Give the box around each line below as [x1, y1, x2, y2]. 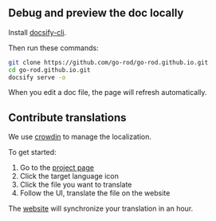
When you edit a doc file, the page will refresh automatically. [8, 88, 207, 97]
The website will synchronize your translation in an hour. [8, 203, 194, 214]
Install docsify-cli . [8, 27, 67, 37]
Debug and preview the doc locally [8, 6, 184, 20]
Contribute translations [8, 111, 127, 124]
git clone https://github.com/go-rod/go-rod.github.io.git [8, 58, 209, 66]
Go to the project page [19, 163, 94, 172]
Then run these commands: [8, 43, 100, 53]
